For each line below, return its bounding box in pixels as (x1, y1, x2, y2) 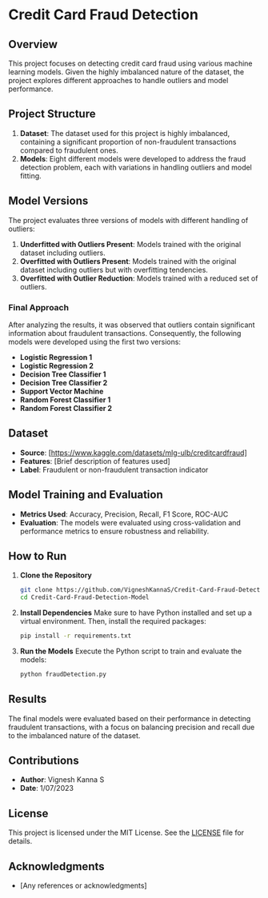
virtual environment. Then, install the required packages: (19, 617, 206, 626)
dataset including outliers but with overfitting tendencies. (19, 265, 208, 274)
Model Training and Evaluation (8, 488, 164, 501)
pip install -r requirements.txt (19, 632, 132, 641)
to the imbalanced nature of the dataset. (8, 730, 141, 740)
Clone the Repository (19, 570, 92, 581)
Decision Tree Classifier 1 (19, 369, 106, 379)
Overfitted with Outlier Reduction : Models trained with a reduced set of (19, 273, 258, 283)
